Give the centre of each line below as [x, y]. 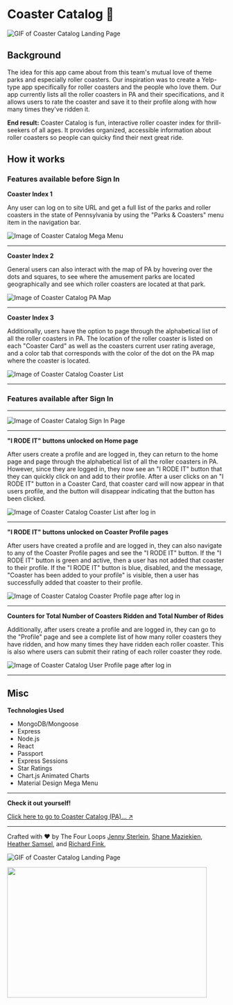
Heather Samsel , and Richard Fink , [57, 844]
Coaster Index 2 [31, 256]
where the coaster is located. [49, 361]
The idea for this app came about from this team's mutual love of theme [110, 72]
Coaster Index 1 [30, 194]
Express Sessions [42, 761]
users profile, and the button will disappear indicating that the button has [111, 491]
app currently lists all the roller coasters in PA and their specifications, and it [116, 94]
